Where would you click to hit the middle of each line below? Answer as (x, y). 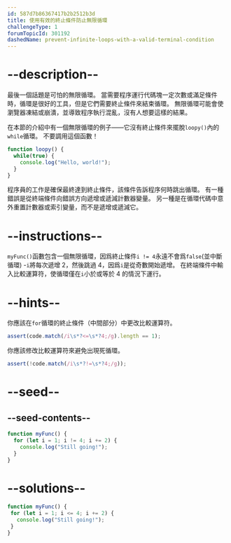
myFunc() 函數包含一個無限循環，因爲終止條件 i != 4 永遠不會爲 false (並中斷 (115, 256)
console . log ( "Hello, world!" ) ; (65, 162)
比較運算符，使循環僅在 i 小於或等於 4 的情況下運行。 (89, 274)
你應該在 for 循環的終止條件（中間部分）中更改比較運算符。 (92, 323)
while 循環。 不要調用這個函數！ (53, 136)
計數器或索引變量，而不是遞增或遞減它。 (84, 207)
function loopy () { (36, 149)
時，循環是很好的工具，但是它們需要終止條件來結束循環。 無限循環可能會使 (115, 104)
